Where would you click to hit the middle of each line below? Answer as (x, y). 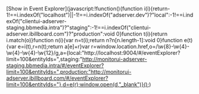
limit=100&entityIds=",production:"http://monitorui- (69, 72)
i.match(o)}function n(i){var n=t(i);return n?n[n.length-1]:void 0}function (94, 40)
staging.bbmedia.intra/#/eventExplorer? (55, 65)
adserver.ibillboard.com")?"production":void (61, 34)
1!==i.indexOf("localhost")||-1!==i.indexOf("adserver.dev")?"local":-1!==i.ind (100, 15)
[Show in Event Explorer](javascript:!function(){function (74, 9)
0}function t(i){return (142, 34)
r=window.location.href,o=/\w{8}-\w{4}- (140, 46)
